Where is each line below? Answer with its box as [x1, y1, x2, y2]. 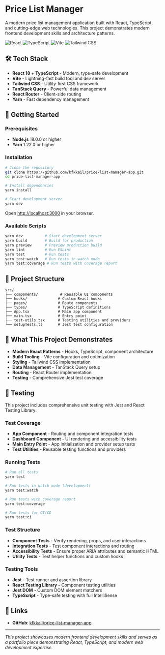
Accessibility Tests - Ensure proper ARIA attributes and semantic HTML [12, 548, 159, 554]
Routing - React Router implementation [12, 369, 92, 375]
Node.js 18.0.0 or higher [12, 136, 61, 142]
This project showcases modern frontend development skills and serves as [5, 634, 158, 640]
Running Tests [5, 459, 40, 466]
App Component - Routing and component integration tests [12, 431, 134, 437]
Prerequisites [5, 125, 38, 132]
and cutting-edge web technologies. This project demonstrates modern [5, 25, 150, 31]
